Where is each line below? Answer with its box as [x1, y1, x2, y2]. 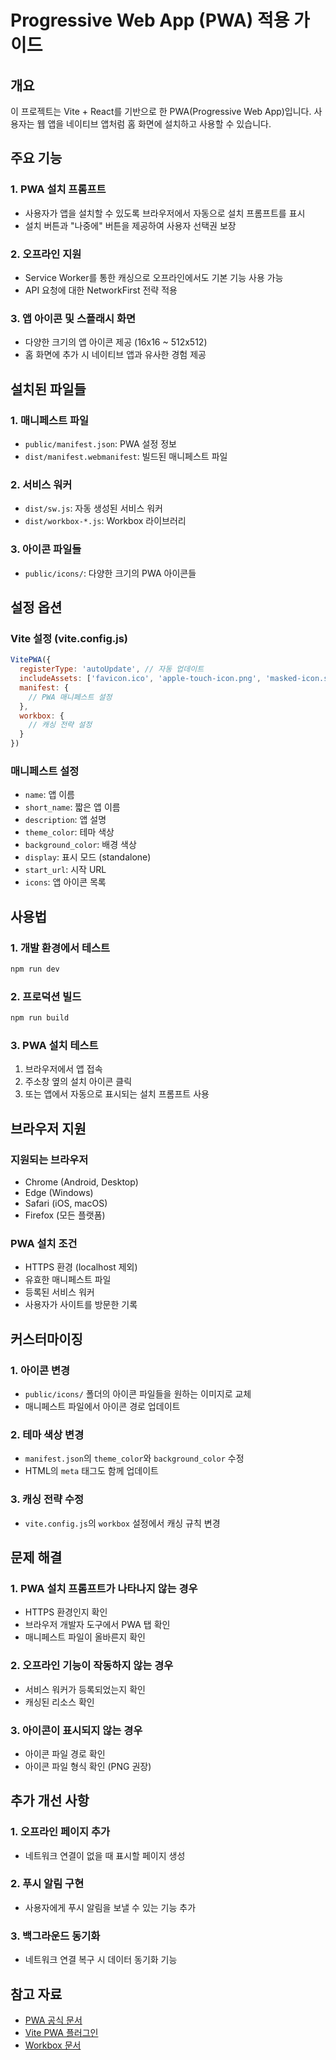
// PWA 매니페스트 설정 [28, 692, 113, 702]
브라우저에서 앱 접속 [24, 1063, 103, 1075]
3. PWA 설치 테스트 [10, 1038, 99, 1052]
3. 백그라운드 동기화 [10, 1929, 101, 1943]
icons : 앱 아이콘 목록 [24, 876, 107, 888]
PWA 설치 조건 [10, 1236, 78, 1250]
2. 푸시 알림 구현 [10, 1877, 85, 1891]
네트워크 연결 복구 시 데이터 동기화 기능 [24, 1954, 178, 1966]
